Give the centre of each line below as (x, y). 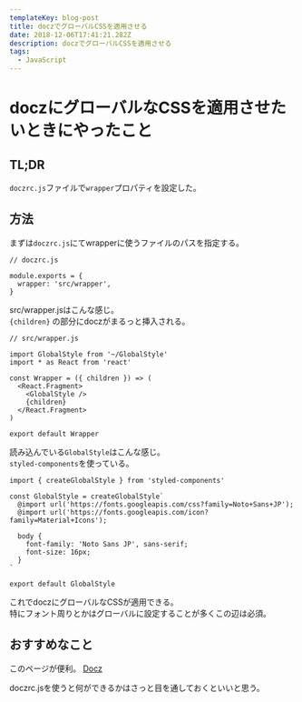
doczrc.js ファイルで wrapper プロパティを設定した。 (105, 188)
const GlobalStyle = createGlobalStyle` (87, 496)
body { (30, 536)
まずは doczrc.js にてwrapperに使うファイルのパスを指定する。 (127, 243)
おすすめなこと (51, 645)
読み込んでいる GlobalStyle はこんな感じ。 (88, 452)
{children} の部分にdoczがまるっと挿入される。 (100, 321)
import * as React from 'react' (70, 362)
